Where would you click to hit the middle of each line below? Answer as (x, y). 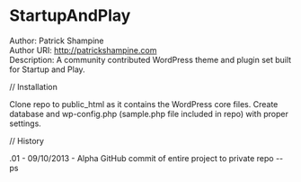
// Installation (34, 86)
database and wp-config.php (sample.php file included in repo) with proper (149, 114)
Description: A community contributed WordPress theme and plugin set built (150, 59)
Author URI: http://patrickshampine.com (83, 50)
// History (27, 141)
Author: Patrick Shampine (57, 41)
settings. (26, 123)
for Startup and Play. (47, 69)
